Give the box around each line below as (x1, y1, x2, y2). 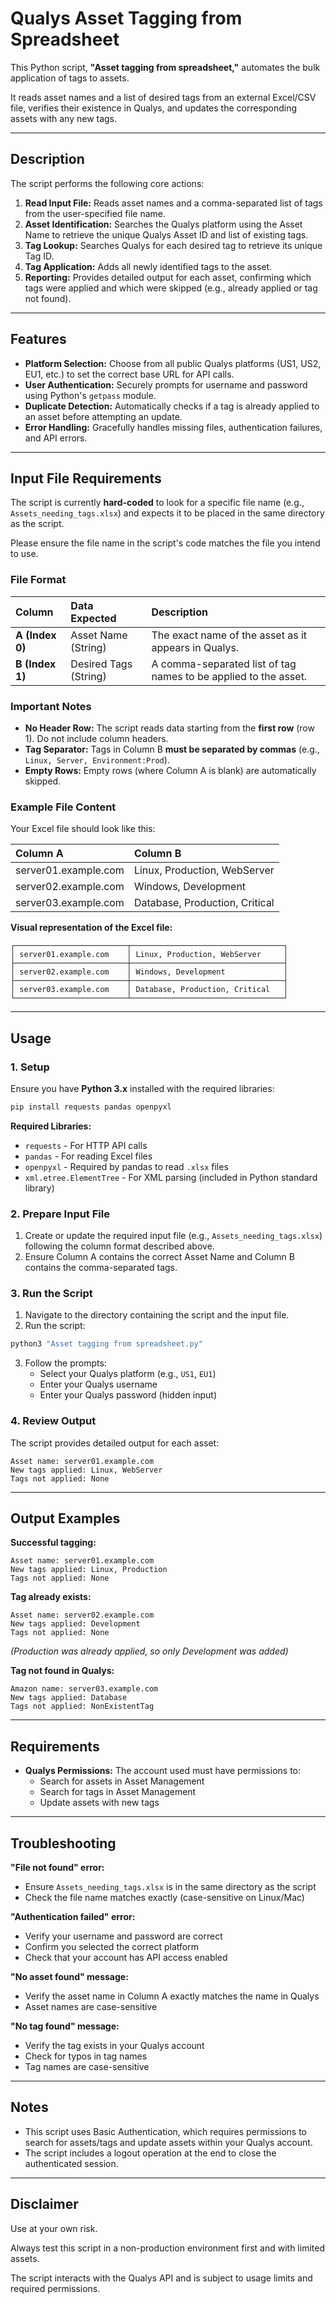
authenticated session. (24, 2157, 119, 2169)
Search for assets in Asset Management (39, 1775, 205, 1787)
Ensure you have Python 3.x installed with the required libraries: (10, 1082, 275, 1094)
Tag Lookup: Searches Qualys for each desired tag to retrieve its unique (24, 239, 323, 251)
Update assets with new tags (39, 1797, 160, 1809)
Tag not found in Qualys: (10, 1665, 115, 1677)
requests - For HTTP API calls (24, 1139, 148, 1151)
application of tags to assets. (10, 72, 130, 84)
